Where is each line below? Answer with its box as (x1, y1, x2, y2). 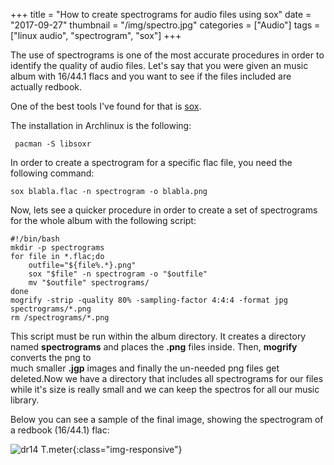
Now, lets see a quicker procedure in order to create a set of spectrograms (10, 204, 318, 216)
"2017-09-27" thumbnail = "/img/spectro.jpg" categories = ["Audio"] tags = (10, 19, 321, 31)
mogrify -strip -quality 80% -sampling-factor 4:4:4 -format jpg (10, 295, 288, 305)
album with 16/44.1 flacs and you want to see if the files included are (10, 70, 292, 82)
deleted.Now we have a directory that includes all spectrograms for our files (10, 373, 324, 384)
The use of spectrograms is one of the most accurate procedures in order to (10, 49, 325, 61)
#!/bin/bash (10, 234, 60, 244)
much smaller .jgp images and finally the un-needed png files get (10, 362, 280, 374)
